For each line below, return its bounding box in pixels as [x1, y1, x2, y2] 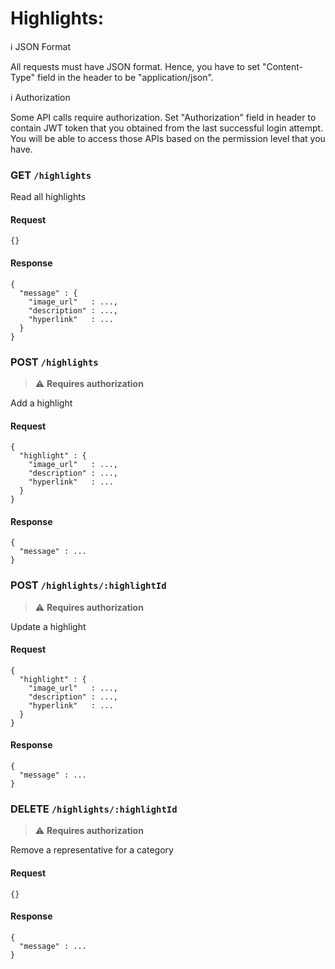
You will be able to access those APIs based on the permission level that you [10, 132, 326, 144]
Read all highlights [10, 191, 87, 203]
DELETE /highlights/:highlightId [10, 802, 178, 816]
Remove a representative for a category [10, 844, 174, 856]
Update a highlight [10, 620, 87, 632]
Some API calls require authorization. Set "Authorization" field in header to [10, 111, 317, 123]
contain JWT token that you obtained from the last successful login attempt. [10, 122, 324, 134]
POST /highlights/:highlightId [10, 578, 167, 592]
